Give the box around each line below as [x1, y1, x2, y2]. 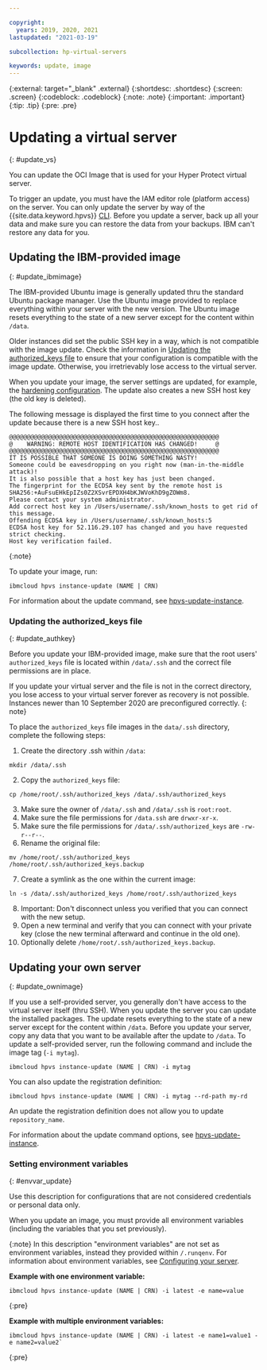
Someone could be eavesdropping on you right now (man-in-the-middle [9, 461, 245, 469]
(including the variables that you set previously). [9, 1224, 167, 1233]
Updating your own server [9, 960, 141, 974]
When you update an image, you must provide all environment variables [9, 1216, 244, 1225]
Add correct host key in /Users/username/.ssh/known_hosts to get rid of [9, 502, 259, 511]
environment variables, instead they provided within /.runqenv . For [9, 1248, 227, 1257]
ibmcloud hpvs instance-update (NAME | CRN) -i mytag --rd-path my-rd [9, 1092, 248, 1100]
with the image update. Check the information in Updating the [9, 345, 211, 354]
